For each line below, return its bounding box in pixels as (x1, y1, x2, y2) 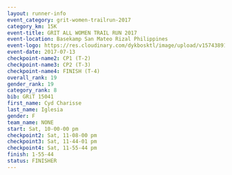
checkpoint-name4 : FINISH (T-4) (7, 68, 100, 74)
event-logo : (7, 42, 41, 49)
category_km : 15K (7, 23, 57, 30)
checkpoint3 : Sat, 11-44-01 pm (7, 138, 97, 145)
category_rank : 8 (7, 87, 57, 94)
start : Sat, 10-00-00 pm (7, 125, 79, 132)
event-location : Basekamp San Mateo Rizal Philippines (7, 36, 168, 43)
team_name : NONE (7, 119, 54, 126)
